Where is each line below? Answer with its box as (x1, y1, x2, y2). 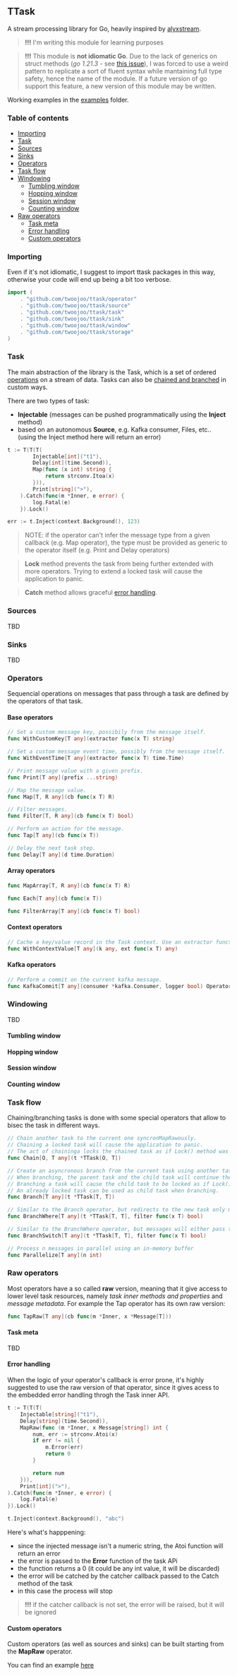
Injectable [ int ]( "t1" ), (32, 453, 102, 460)
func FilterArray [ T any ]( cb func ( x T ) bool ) (7, 908, 140, 915)
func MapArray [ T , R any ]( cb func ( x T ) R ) (7, 882, 131, 889)
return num (32, 1469, 65, 1477)
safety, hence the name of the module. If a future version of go (24, 74, 207, 83)
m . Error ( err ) (44, 1444, 83, 1451)
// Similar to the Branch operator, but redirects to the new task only (7, 1206, 226, 1213)
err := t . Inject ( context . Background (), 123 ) (7, 518, 140, 525)
